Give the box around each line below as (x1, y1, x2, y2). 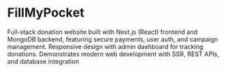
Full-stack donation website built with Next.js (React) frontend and (7, 28, 198, 36)
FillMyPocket (7, 5, 85, 21)
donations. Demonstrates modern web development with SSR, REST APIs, (7, 50, 220, 58)
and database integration (7, 57, 80, 65)
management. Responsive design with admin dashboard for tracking (7, 42, 204, 51)
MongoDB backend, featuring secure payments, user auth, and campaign (7, 35, 218, 43)
